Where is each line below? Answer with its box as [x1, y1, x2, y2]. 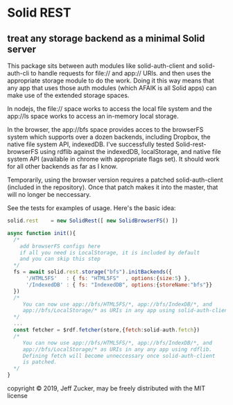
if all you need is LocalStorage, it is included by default [19, 249, 200, 256]
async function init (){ [7, 230, 76, 236]
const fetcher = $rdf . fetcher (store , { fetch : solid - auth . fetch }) [13, 327, 200, 334]
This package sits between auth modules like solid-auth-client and [7, 62, 198, 70]
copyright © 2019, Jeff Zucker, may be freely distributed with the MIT [7, 384, 206, 393]
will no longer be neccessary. [7, 191, 92, 198]
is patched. [22, 359, 58, 365]
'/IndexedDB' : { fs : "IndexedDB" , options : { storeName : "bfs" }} [25, 281, 213, 288]
